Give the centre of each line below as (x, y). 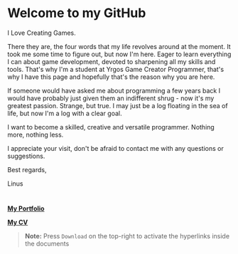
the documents (47, 244)
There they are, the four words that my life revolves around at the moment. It (119, 46)
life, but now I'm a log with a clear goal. (65, 113)
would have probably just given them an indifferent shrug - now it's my (111, 98)
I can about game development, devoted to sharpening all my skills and (112, 61)
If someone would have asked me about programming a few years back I (114, 90)
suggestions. (26, 156)
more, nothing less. (36, 134)
